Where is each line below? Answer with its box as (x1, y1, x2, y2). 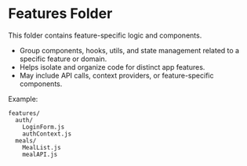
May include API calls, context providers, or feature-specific (19, 70, 214, 80)
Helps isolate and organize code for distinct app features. (19, 62, 205, 71)
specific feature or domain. (19, 54, 107, 63)
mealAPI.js (22, 150, 58, 158)
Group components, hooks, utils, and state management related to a (19, 45, 240, 55)
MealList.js (22, 143, 61, 151)
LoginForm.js (22, 123, 65, 131)
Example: (8, 94, 38, 103)
